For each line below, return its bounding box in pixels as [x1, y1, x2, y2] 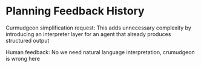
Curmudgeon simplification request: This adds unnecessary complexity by [5, 24, 191, 31]
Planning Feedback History [5, 4, 145, 18]
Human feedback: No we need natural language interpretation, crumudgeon [5, 48, 195, 55]
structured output [5, 37, 50, 44]
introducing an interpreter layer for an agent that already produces [5, 30, 171, 37]
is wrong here [5, 55, 41, 62]
